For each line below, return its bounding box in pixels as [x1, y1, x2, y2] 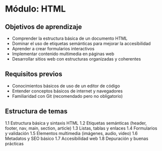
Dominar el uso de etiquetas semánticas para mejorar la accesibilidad [12, 41, 151, 46]
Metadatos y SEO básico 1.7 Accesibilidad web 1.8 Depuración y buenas [5, 136, 148, 141]
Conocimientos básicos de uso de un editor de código [12, 83, 120, 89]
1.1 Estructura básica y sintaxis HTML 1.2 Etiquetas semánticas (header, [5, 120, 147, 126]
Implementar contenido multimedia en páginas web [12, 51, 115, 57]
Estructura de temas [5, 107, 68, 116]
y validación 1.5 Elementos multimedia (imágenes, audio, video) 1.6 [5, 130, 138, 136]
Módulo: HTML [5, 3, 66, 15]
